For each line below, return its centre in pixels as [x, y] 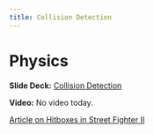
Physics [39, 60]
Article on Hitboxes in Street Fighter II [77, 119]
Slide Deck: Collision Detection [66, 86]
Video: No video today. [51, 102]
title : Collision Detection [61, 17]
